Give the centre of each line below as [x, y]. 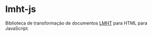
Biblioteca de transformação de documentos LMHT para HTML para [77, 23]
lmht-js [21, 9]
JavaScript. [17, 28]
